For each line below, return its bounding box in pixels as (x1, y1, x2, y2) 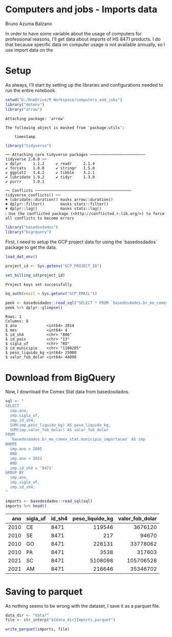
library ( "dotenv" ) (5, 102, 45, 107)
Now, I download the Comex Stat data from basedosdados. (5, 389, 130, 395)
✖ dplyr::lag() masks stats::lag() (5, 206, 102, 211)
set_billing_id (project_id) (5, 273, 66, 278)
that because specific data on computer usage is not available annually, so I (5, 41, 165, 47)
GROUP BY (5, 470, 24, 475)
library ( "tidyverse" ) (5, 143, 52, 148)
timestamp (14, 134, 36, 139)
